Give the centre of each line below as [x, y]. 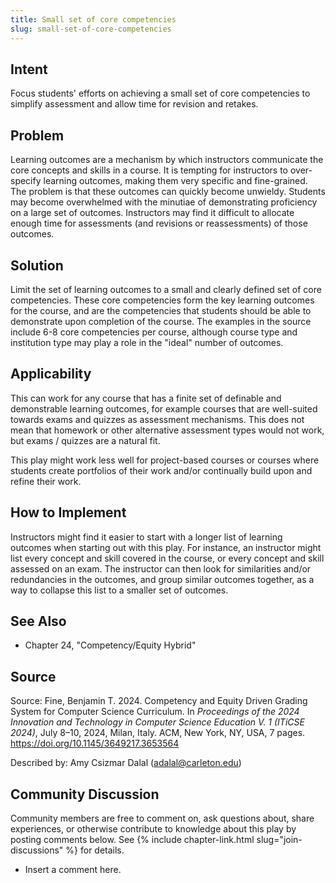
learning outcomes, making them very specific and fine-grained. [175, 181]
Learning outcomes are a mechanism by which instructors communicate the [167, 160]
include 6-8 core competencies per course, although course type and [154, 332]
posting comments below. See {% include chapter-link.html [132, 839]
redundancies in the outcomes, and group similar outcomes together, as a [162, 579]
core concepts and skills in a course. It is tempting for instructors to [149, 170]
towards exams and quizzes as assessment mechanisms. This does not [157, 419]
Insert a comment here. [73, 869]
